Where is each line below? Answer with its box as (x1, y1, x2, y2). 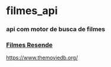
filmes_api (6, 4, 58, 18)
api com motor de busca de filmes (6, 25, 105, 33)
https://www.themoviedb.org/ (6, 54, 78, 61)
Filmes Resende (6, 41, 53, 49)
